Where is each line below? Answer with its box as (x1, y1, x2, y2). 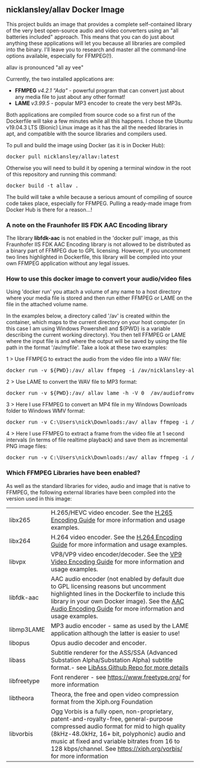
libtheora (9, 694, 35, 702)
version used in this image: (6, 495, 73, 502)
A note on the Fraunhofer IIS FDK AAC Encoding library (6, 220, 168, 229)
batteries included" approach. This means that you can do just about (6, 33, 174, 41)
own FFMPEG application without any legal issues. (6, 260, 130, 267)
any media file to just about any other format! (14, 93, 126, 100)
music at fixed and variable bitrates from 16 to (50, 737, 180, 745)
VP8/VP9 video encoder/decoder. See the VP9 (50, 550, 182, 558)
